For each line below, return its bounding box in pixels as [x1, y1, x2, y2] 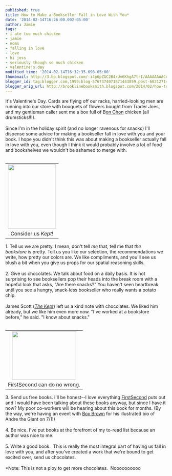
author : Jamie [5, 22, 36, 27]
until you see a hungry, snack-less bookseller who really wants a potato [5, 287, 157, 293]
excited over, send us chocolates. [5, 454, 76, 460]
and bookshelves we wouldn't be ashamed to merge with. [5, 147, 127, 153]
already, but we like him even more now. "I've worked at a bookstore [5, 308, 149, 314]
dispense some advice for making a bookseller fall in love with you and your [5, 130, 165, 136]
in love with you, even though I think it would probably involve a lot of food [5, 142, 162, 148]
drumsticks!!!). [5, 114, 36, 121]
